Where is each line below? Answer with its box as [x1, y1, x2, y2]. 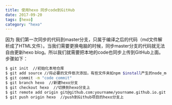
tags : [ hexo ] [5, 17, 33, 22]
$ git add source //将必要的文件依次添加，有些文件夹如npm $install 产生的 [5, 71, 153, 76]
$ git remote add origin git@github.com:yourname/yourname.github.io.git [5, 90, 166, 95]
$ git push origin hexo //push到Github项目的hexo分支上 [5, 94, 124, 100]
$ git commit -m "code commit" [5, 75, 72, 80]
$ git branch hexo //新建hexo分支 [5, 80, 78, 85]
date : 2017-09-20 [5, 12, 42, 17]
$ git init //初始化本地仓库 [5, 66, 64, 71]
